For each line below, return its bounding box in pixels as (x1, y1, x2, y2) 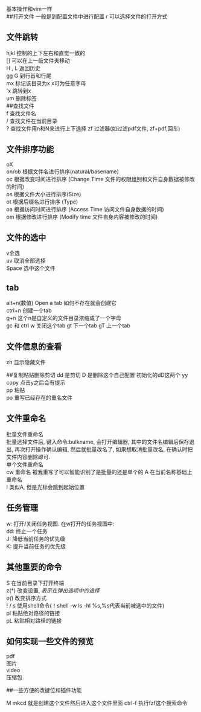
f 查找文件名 (6, 109, 37, 117)
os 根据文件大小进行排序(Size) (6, 190, 81, 197)
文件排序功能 (6, 144, 54, 155)
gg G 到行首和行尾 (6, 72, 52, 79)
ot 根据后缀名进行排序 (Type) (6, 198, 78, 205)
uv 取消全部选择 (6, 257, 46, 265)
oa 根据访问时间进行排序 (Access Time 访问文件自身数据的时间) (6, 205, 164, 213)
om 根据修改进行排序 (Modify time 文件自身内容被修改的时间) (6, 213, 158, 220)
